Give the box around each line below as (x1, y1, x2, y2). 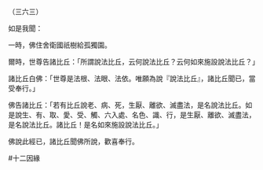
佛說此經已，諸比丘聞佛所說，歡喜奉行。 (8, 137, 139, 146)
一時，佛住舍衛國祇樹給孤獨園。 (8, 40, 111, 50)
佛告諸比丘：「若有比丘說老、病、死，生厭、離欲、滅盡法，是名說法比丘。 (8, 101, 246, 109)
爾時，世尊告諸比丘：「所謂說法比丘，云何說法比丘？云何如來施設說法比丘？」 (8, 57, 259, 66)
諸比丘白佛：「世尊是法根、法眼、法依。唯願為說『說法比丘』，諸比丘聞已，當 (8, 74, 256, 83)
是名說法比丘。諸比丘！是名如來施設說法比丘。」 (8, 120, 163, 129)
